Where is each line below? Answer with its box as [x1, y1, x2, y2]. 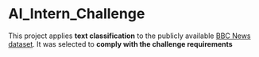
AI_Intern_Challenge [8, 5, 145, 23]
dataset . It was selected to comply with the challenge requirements [8, 39, 233, 48]
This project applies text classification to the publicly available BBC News [8, 31, 252, 40]
